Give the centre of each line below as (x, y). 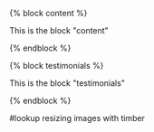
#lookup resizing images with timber (77, 118)
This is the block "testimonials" (67, 83)
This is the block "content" (59, 30)
